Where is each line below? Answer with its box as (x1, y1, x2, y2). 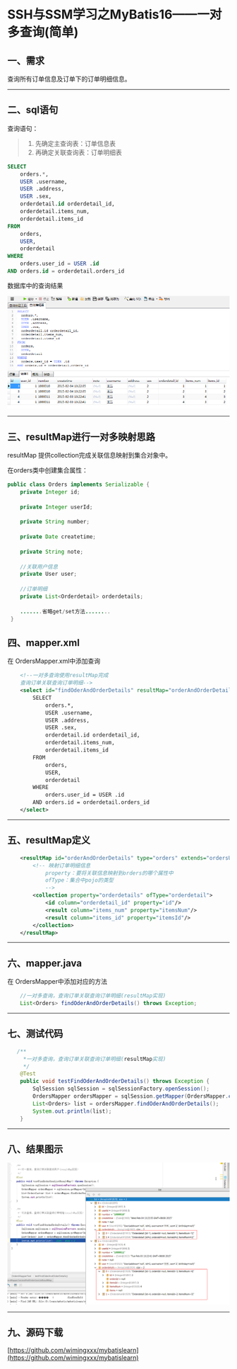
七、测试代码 (7, 1028, 63, 1040)
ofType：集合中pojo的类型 (44, 877, 114, 884)
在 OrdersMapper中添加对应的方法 (7, 977, 108, 986)
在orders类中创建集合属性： (7, 465, 88, 475)
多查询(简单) (7, 24, 79, 40)
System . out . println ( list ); (32, 1108, 112, 1115)
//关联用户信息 (20, 563, 59, 570)
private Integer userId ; (20, 504, 93, 511)
